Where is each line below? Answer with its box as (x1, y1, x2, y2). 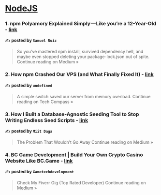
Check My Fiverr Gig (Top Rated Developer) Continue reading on (16, 180, 146, 186)
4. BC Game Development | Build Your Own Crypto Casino (5, 151, 144, 158)
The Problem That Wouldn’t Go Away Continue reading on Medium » (16, 139, 153, 145)
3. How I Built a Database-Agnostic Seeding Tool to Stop (5, 111, 139, 118)
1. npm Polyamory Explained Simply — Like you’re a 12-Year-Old (5, 20, 156, 27)
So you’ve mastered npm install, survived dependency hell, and (16, 49, 144, 55)
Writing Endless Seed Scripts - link (5, 117, 88, 123)
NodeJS (5, 3, 38, 14)
